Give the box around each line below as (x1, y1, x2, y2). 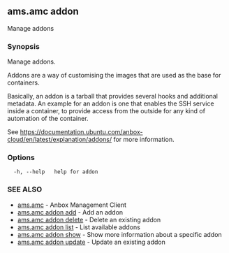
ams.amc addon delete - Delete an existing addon (17, 215, 161, 224)
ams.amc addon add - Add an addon (17, 208, 124, 216)
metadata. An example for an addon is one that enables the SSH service (7, 99, 214, 108)
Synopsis (7, 41, 40, 51)
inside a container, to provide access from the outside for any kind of (7, 107, 206, 115)
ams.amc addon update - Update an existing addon (17, 238, 165, 246)
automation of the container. (7, 115, 89, 123)
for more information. (113, 136, 175, 144)
